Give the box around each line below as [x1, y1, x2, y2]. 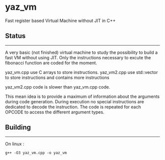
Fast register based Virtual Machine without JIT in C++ [5, 18, 116, 23]
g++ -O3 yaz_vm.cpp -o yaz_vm [5, 150, 67, 155]
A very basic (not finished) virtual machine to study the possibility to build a [5, 49, 158, 55]
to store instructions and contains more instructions [5, 74, 110, 80]
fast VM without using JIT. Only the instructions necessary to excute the [5, 54, 151, 60]
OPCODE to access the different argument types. [5, 109, 105, 115]
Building [5, 123, 31, 132]
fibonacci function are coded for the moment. [5, 60, 97, 66]
